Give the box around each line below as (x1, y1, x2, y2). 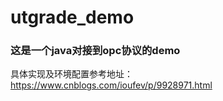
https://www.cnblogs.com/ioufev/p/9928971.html (10, 79, 213, 91)
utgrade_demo (10, 6, 135, 29)
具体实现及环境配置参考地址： (10, 68, 133, 80)
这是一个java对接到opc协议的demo (10, 44, 181, 58)
